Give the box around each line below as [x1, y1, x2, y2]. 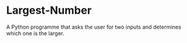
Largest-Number [6, 4, 92, 17]
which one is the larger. [6, 29, 65, 36]
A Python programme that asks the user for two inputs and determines [6, 23, 182, 30]
